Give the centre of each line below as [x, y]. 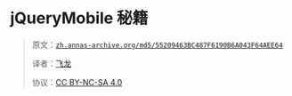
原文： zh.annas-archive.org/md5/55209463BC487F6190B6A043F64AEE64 [157, 44]
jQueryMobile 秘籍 [79, 18]
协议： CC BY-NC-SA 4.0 [77, 82]
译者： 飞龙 [52, 63]
